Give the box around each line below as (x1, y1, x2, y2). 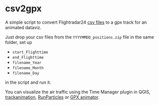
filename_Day (12, 70, 40, 75)
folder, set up (5, 39, 32, 45)
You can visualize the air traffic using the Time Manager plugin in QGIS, (5, 89, 151, 95)
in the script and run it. (5, 79, 52, 85)
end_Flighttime (12, 55, 44, 60)
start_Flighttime (12, 50, 49, 55)
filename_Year (12, 60, 42, 65)
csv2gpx (5, 3, 42, 14)
